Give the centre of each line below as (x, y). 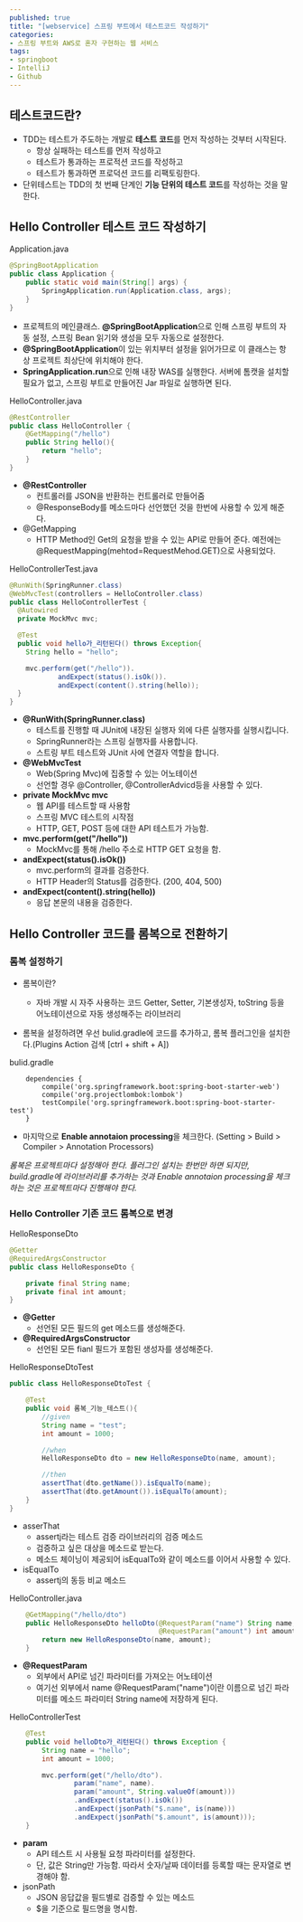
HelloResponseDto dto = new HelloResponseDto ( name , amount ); (159, 1458)
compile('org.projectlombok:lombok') (112, 1094)
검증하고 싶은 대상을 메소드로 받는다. (100, 1548)
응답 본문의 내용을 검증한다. (84, 903)
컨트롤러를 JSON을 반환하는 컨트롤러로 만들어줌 (120, 496)
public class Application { (62, 274)
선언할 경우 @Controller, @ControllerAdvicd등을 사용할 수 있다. (149, 785)
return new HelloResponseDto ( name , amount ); (127, 1640)
